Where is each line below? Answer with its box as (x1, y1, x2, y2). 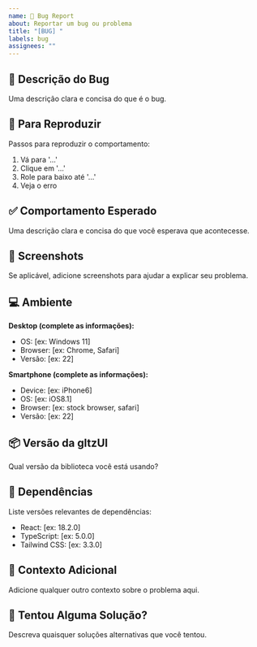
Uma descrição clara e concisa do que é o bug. (8, 93, 167, 103)
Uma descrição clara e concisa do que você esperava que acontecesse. (8, 225, 250, 236)
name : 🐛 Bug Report (8, 11, 75, 20)
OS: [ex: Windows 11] (19, 337, 91, 346)
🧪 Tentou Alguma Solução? (8, 609, 148, 623)
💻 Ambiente (8, 295, 73, 309)
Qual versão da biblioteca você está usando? (8, 462, 159, 471)
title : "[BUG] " (8, 27, 63, 35)
